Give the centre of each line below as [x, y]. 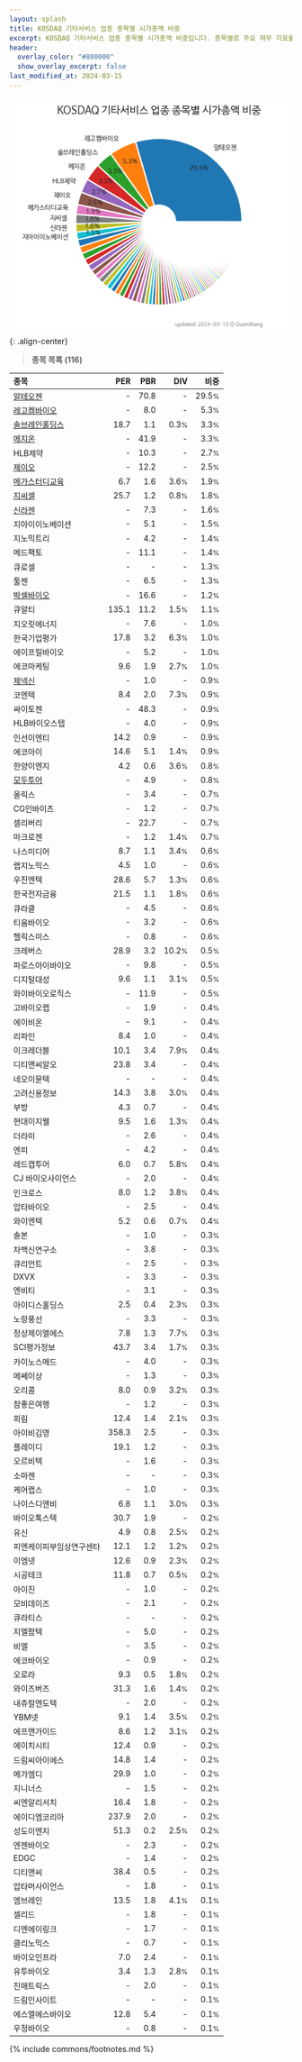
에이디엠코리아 [39, 1817]
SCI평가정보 [34, 1347]
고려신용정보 [35, 1093]
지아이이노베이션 [42, 524]
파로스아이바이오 [42, 965]
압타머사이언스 [39, 1886]
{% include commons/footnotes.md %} [82, 2048]
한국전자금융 [35, 894]
